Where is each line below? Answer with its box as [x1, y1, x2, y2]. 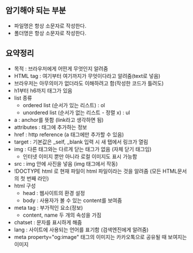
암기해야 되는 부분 [5, 5, 66, 16]
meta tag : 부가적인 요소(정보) [13, 204, 83, 211]
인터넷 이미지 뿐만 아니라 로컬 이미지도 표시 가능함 [22, 153, 137, 160]
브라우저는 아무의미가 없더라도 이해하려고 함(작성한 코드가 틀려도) [13, 80, 164, 87]
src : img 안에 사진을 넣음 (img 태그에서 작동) [13, 160, 118, 167]
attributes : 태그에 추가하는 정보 [13, 124, 87, 131]
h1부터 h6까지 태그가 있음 [13, 87, 73, 94]
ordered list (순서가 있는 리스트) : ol [22, 101, 105, 108]
